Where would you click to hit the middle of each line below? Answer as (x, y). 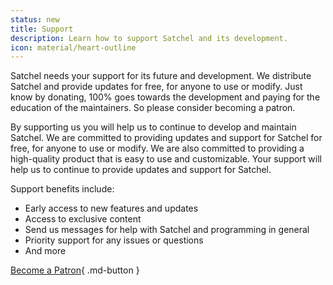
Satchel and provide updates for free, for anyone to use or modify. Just (156, 87)
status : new (35, 19)
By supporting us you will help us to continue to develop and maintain (153, 127)
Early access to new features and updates (111, 208)
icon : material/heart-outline (73, 47)
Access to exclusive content (83, 219)
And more (45, 251)
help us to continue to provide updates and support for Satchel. (141, 170)
